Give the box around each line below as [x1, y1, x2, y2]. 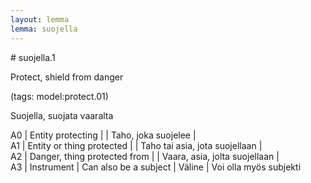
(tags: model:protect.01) [10, 90, 109, 102]
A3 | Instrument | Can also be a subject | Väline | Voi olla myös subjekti [10, 161, 302, 173]
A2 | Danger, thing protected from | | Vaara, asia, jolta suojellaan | [10, 150, 280, 162]
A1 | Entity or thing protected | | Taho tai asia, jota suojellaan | [10, 139, 263, 151]
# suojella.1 [10, 51, 56, 63]
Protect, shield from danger [10, 71, 124, 83]
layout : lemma [10, 14, 70, 25]
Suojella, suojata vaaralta [10, 109, 114, 121]
